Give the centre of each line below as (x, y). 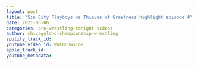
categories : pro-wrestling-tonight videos (59, 28)
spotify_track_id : (29, 39)
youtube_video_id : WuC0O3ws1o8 (45, 45)
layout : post (22, 12)
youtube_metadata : (29, 56)
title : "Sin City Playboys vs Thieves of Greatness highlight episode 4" (100, 17)
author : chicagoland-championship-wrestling (62, 34)
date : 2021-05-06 (28, 22)
